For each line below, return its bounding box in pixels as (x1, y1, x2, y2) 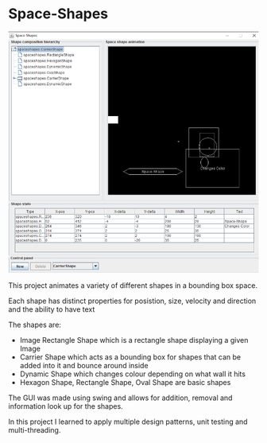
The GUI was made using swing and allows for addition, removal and (8, 393, 233, 402)
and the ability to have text (8, 304, 95, 314)
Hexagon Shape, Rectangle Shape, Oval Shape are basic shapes (19, 377, 231, 387)
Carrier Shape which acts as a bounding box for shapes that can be (19, 352, 241, 362)
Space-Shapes (8, 5, 109, 23)
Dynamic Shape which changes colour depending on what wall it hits (19, 369, 246, 379)
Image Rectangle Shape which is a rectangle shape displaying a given (19, 335, 249, 344)
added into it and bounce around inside (19, 360, 149, 370)
